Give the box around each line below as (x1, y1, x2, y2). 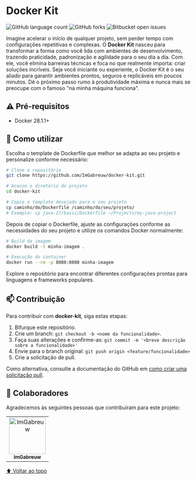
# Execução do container (6, 254, 67, 260)
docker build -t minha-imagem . (6, 244, 85, 249)
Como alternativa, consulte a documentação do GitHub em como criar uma (6, 365, 187, 372)
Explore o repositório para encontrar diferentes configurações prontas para (6, 270, 188, 277)
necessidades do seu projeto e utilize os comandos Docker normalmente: (6, 227, 184, 234)
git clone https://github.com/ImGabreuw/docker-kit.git (6, 173, 145, 179)
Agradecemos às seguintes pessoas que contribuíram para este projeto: (6, 404, 180, 411)
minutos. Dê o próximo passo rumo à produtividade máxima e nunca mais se (6, 78, 191, 85)
